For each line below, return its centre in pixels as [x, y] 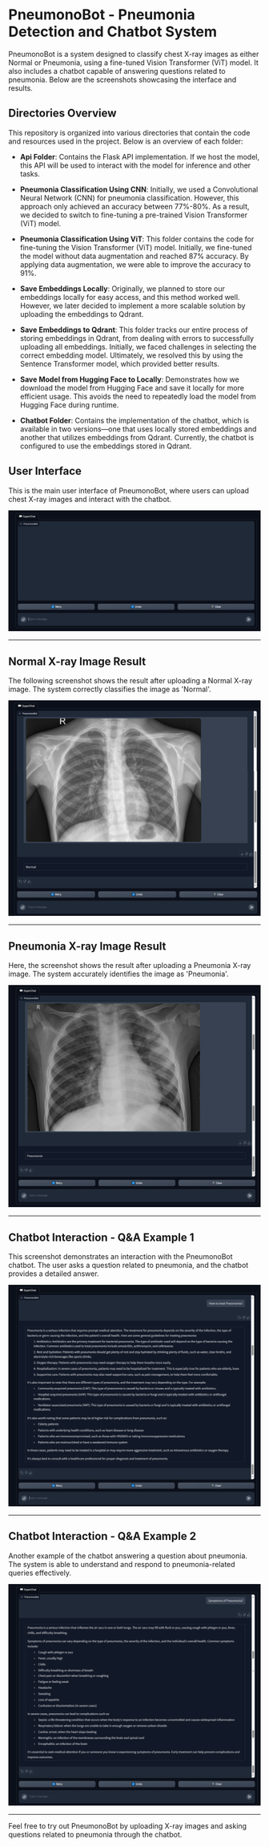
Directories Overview [62, 113]
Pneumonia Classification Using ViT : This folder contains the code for [137, 239]
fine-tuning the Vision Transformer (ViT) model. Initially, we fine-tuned [136, 247]
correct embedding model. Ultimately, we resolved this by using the [131, 355]
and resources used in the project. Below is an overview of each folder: [126, 141]
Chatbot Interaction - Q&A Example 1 [101, 1237]
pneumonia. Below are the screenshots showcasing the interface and [122, 79]
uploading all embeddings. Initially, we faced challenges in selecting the [138, 346]
